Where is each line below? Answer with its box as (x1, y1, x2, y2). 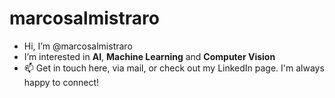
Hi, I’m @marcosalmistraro (23, 40, 133, 52)
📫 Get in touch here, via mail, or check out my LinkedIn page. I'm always (23, 62, 325, 74)
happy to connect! (23, 76, 100, 88)
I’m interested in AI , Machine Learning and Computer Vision (23, 50, 276, 62)
